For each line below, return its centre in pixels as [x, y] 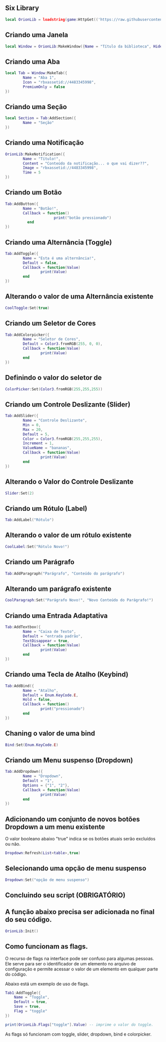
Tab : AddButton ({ [22, 204]
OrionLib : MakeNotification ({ [35, 154]
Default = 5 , [36, 434]
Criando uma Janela [37, 35]
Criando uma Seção [36, 106]
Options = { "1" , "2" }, [46, 785]
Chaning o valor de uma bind [50, 733]
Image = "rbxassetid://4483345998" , [61, 168]
